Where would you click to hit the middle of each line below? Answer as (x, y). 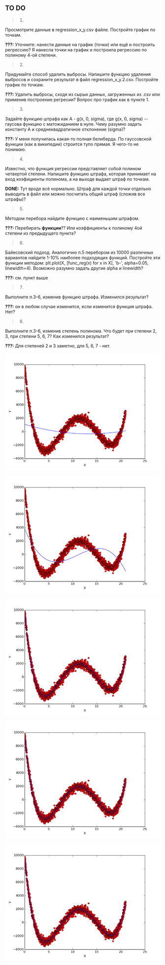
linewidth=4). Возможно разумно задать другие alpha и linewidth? (74, 268)
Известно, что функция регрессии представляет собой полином (73, 168)
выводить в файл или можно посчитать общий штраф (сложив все (75, 194)
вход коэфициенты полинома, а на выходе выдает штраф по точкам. (78, 179)
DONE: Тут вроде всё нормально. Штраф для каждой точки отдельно (78, 189)
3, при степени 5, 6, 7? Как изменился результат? (57, 336)
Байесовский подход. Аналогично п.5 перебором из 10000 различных (79, 252)
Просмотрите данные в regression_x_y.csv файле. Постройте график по (80, 30)
